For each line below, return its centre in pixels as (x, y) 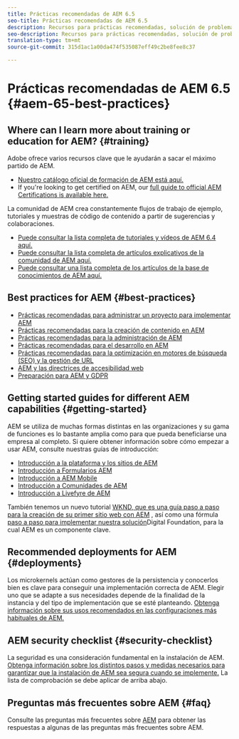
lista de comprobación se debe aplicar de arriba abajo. (87, 681)
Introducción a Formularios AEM (65, 470)
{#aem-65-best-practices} (89, 104)
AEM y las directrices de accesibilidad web (80, 368)
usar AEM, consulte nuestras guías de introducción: (83, 449)
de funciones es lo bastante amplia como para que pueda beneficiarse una (117, 434)
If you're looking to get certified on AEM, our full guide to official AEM (119, 187)
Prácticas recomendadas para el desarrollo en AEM (93, 345)
